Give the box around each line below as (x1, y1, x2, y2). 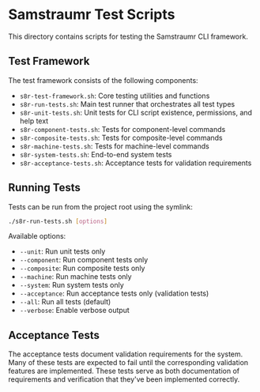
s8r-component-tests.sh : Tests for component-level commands (19, 124, 226, 134)
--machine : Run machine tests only (19, 272, 132, 281)
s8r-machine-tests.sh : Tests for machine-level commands (19, 141, 209, 151)
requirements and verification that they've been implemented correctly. (8, 375, 240, 384)
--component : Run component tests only (19, 255, 149, 265)
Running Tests (8, 181, 81, 194)
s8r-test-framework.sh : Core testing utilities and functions (19, 91, 210, 100)
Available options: (8, 232, 66, 241)
